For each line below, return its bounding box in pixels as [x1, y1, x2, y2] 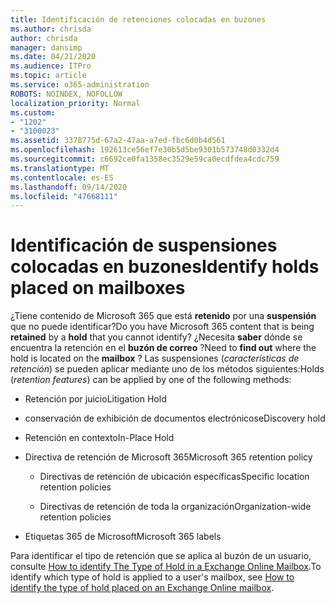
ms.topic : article [10, 71, 87, 81]
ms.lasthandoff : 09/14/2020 [10, 182, 128, 192]
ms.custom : [10, 107, 56, 118]
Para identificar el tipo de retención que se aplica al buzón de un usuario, [10, 550, 312, 562]
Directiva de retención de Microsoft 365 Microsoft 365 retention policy [24, 451, 313, 463]
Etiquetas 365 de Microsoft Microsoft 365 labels [24, 531, 222, 543]
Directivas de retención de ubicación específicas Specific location [39, 471, 310, 483]
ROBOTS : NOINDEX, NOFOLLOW [10, 89, 123, 99]
